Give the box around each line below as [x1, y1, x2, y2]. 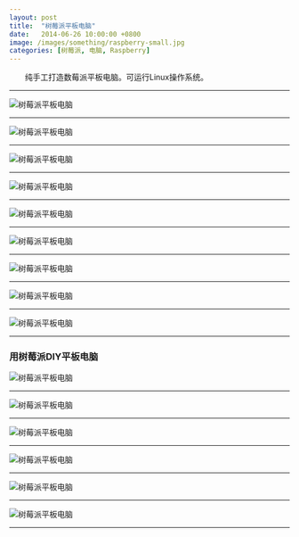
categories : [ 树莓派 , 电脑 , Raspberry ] [9, 46, 150, 55]
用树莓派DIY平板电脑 [9, 351, 99, 363]
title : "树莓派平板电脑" [9, 21, 96, 30]
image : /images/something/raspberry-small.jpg [9, 37, 185, 47]
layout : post [9, 12, 58, 22]
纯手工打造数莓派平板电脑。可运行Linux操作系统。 [24, 72, 209, 83]
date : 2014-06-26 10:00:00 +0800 [9, 29, 141, 38]
